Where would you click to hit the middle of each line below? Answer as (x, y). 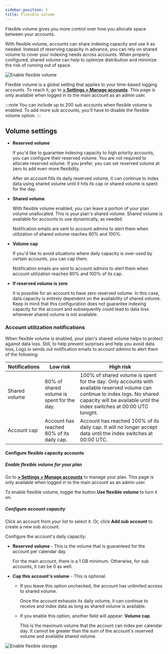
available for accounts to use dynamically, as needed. (68, 219)
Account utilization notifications (45, 327)
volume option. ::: (23, 115)
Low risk (60, 367)
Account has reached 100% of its (119, 421)
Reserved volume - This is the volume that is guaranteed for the (79, 546)
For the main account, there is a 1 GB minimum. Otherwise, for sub (80, 561)
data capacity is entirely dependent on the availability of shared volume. (86, 299)
